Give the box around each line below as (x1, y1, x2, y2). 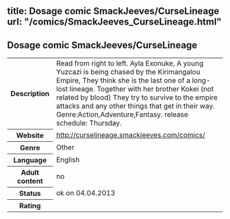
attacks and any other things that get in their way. (55, 102, 216, 111)
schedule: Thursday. (55, 119, 122, 128)
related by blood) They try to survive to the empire (55, 93, 218, 102)
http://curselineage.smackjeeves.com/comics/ (55, 130, 205, 139)
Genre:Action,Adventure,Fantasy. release (55, 110, 188, 119)
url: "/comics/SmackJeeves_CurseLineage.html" (7, 16, 222, 28)
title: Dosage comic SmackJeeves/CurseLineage (7, 5, 220, 17)
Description (10, 89, 50, 98)
